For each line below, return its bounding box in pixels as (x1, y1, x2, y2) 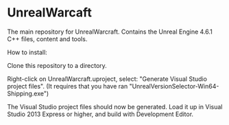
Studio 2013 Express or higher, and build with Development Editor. (7, 110, 194, 118)
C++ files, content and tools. (7, 34, 88, 43)
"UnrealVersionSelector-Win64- (129, 82, 219, 90)
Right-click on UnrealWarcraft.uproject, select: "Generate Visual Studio (7, 74, 208, 83)
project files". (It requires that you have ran (7, 82, 128, 90)
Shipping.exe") (7, 89, 49, 98)
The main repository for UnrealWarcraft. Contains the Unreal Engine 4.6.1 (7, 27, 213, 36)
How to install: (7, 48, 48, 56)
